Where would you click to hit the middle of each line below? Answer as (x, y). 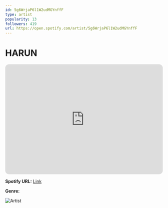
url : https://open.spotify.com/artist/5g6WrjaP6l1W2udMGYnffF (71, 28)
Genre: (12, 191)
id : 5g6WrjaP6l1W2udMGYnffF (34, 10)
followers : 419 (21, 24)
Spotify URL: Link (23, 181)
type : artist (19, 14)
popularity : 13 (21, 19)
